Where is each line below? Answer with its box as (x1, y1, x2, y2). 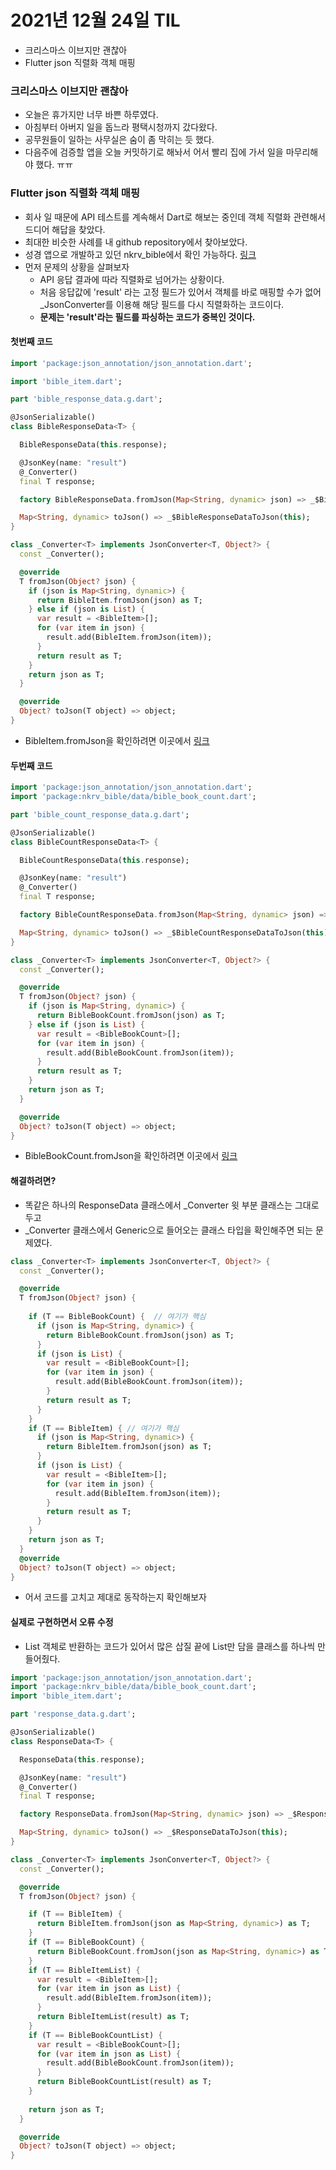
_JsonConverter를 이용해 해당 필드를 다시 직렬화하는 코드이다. (39, 298, 285, 310)
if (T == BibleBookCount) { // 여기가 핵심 (28, 1312, 207, 1322)
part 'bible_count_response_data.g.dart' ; (10, 809, 190, 820)
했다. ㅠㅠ (35, 159, 74, 171)
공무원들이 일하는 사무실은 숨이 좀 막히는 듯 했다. (24, 134, 215, 146)
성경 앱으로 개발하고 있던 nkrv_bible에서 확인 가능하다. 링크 (24, 248, 257, 260)
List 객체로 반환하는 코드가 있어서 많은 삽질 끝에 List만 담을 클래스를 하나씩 (24, 1640, 316, 1652)
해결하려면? (10, 1175, 57, 1187)
